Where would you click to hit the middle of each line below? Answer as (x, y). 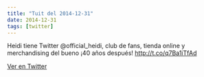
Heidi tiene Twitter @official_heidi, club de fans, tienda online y (96, 46)
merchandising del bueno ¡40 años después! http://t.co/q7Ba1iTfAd (102, 53)
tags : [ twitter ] (30, 26)
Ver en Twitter (27, 67)
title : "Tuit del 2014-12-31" (50, 13)
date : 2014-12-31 (32, 20)
